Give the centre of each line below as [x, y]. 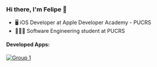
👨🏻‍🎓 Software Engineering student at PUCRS [70, 31]
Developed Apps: [28, 44]
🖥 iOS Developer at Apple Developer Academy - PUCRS [83, 22]
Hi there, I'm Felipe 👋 [37, 9]
